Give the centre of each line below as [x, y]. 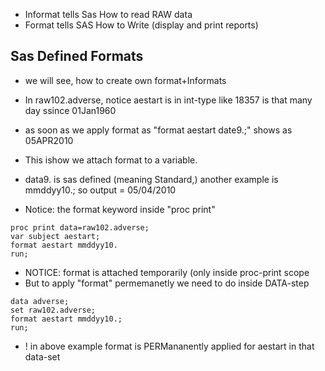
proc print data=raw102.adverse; [80, 227]
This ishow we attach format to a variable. [111, 160]
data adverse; [40, 301]
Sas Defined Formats [77, 56]
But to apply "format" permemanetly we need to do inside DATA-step [167, 283]
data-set [42, 356]
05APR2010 [49, 140]
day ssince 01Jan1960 [70, 110]
